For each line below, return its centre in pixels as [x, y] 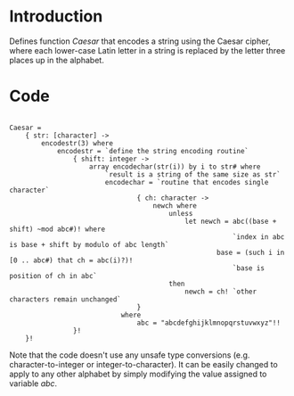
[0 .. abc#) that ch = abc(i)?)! [71, 260]
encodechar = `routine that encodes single [187, 182]
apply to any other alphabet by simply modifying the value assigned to [138, 374]
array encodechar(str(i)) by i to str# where [175, 167]
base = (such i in [251, 252]
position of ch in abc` [53, 276]
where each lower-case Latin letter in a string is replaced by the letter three [147, 50]
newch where [175, 206]
